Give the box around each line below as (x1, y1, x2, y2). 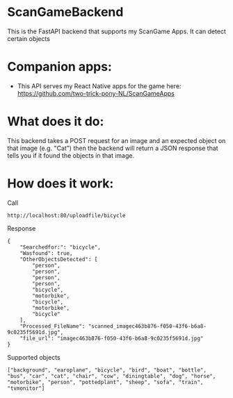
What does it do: (7, 114, 104, 129)
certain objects (7, 34, 51, 42)
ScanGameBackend (7, 4, 124, 20)
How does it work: (7, 176, 114, 191)
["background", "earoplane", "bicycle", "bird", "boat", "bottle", (7, 366, 207, 374)
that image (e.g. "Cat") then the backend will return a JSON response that (7, 144, 218, 152)
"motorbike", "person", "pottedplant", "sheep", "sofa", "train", (7, 379, 204, 385)
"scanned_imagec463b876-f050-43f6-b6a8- (88, 322, 207, 330)
